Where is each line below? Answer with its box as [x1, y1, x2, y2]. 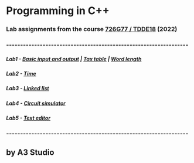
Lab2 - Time [6, 70, 36, 77]
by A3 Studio [6, 147, 55, 157]
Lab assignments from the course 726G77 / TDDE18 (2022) [6, 25, 178, 33]
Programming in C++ [6, 4, 110, 18]
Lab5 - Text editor [6, 114, 51, 121]
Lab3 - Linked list [6, 85, 50, 92]
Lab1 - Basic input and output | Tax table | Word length [6, 55, 142, 62]
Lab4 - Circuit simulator [6, 100, 66, 107]
